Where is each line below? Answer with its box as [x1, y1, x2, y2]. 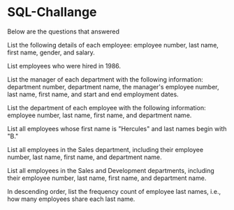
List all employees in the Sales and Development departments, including [7, 166, 214, 174]
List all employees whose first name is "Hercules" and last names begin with [7, 124, 227, 133]
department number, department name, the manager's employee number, [7, 82, 219, 91]
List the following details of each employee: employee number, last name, [7, 40, 219, 49]
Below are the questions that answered [7, 27, 120, 36]
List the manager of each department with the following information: [7, 75, 204, 84]
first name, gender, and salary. [7, 48, 96, 57]
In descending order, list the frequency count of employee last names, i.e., [7, 187, 221, 195]
